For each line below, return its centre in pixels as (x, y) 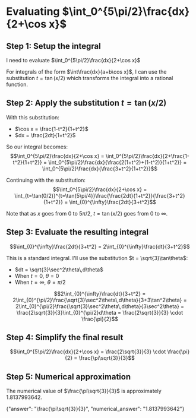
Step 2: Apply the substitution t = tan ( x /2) (86, 103)
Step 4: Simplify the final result (65, 338)
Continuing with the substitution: (46, 180)
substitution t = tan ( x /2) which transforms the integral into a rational (90, 78)
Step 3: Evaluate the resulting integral (78, 232)
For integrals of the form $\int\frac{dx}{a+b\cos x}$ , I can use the (86, 72)
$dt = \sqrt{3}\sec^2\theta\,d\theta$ (59, 270)
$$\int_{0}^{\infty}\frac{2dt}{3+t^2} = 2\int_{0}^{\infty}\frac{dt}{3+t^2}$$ (100, 246)
